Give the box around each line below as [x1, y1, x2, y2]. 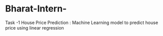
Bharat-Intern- [5, 3, 67, 14]
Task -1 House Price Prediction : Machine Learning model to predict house [5, 19, 158, 25]
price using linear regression [5, 24, 64, 30]
